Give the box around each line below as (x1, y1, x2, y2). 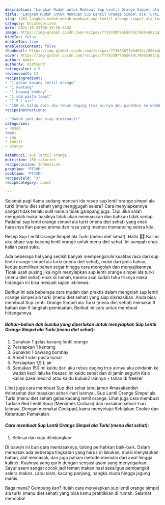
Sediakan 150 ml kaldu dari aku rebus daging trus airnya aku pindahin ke (12, 365, 159, 371)
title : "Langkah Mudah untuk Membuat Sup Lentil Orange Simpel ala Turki (5, 12, 160, 17)
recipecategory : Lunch (5, 180, 52, 185)
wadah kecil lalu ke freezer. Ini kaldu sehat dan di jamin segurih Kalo (12, 370, 151, 376)
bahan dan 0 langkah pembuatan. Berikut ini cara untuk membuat (5, 305, 137, 311)
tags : (5, 130, 16, 135)
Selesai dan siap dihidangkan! (12, 435, 73, 441)
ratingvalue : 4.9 (5, 67, 41, 72)
